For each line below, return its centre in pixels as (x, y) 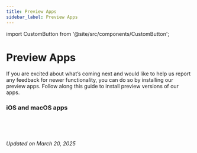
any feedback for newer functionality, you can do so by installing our (90, 80)
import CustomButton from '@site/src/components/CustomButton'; (88, 34)
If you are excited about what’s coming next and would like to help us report (98, 74)
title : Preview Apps (32, 11)
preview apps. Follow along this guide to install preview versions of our (93, 87)
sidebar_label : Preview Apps (42, 17)
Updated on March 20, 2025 (41, 143)
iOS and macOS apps (37, 108)
